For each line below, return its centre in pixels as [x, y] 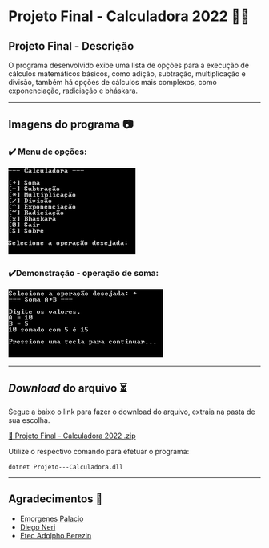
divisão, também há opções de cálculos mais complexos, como [113, 82]
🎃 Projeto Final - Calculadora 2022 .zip [72, 436]
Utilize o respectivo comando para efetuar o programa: [99, 451]
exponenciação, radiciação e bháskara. [73, 91]
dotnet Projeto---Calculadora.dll [66, 467]
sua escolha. [29, 420]
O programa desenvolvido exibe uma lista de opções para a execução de [129, 65]
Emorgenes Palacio [52, 518]
